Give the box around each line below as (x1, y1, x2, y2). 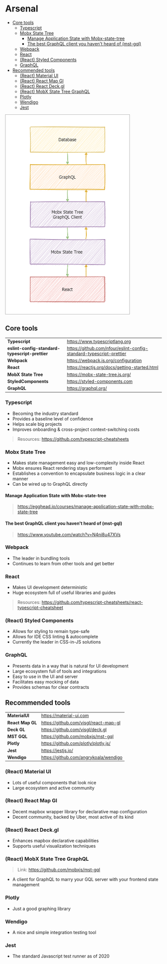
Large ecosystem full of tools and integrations (12, 668, 107, 674)
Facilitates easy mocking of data (12, 678, 79, 684)
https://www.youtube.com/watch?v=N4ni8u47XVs (17, 531, 121, 537)
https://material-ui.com (41, 712, 89, 719)
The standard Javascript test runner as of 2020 (12, 953, 110, 959)
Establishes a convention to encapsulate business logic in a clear (12, 470, 146, 477)
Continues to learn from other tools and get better (12, 560, 115, 567)
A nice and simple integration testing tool (12, 930, 96, 936)
